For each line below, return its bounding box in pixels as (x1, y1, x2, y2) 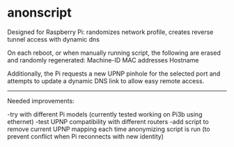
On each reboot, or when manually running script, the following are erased (7, 49, 221, 57)
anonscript (7, 5, 72, 21)
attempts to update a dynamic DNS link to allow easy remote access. (7, 76, 205, 85)
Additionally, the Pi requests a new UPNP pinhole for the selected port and (7, 69, 221, 78)
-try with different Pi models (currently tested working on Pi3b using (7, 110, 203, 119)
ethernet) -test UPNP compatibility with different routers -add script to (7, 117, 209, 126)
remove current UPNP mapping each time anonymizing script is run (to (7, 125, 210, 133)
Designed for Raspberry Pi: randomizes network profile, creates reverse (7, 28, 214, 36)
